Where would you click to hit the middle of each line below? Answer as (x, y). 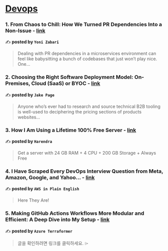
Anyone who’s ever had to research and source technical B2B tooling (89, 106)
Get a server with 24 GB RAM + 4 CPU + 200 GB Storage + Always (87, 153)
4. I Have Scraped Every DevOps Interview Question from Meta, (84, 171)
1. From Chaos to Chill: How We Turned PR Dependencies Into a (84, 25)
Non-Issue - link (25, 31)
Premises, (18, 83)
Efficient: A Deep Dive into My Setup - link (57, 220)
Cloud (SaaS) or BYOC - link (66, 83)
